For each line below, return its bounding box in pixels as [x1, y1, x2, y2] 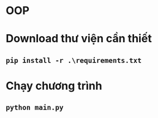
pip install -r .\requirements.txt [6, 56, 142, 65]
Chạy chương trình [6, 79, 102, 92]
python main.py [6, 103, 64, 112]
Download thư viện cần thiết [6, 32, 152, 46]
